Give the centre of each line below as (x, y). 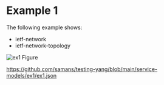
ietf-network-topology (43, 46)
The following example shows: (44, 27)
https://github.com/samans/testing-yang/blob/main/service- (82, 69)
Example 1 (32, 11)
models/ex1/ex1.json (32, 75)
